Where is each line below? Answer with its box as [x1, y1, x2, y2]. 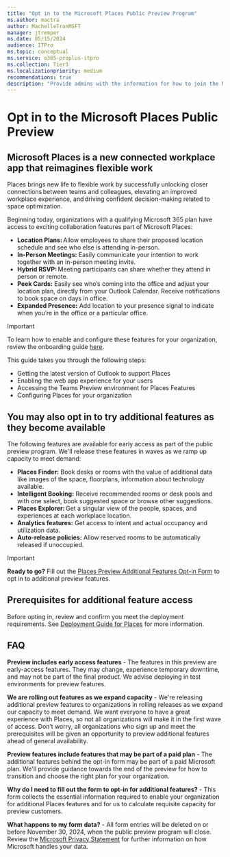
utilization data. [16, 526, 60, 535]
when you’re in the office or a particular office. [16, 309, 149, 317]
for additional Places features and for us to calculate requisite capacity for [7, 799, 216, 808]
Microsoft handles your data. [7, 842, 88, 850]
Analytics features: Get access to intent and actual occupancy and [16, 519, 207, 527]
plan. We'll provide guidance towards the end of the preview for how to [7, 764, 207, 773]
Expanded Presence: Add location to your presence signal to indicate [16, 302, 214, 310]
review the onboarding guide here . [7, 343, 105, 351]
